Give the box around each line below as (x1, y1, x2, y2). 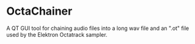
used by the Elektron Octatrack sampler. (6, 31, 108, 38)
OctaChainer (6, 4, 73, 18)
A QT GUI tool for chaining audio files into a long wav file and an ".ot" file (6, 24, 189, 32)
